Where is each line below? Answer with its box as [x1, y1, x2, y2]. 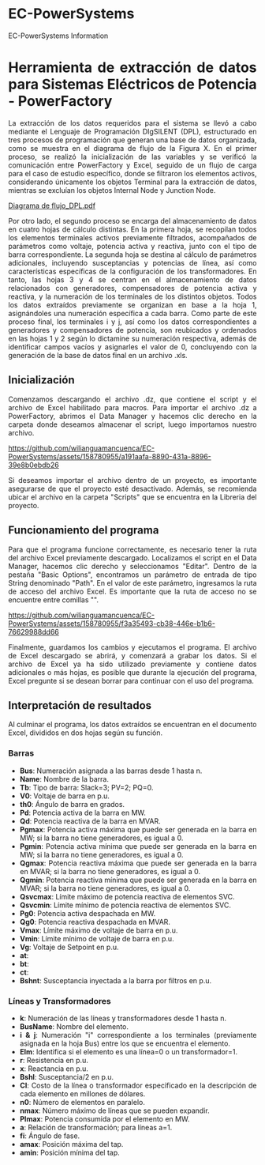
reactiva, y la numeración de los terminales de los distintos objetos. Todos [8, 292, 257, 301]
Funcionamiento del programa [8, 523, 159, 537]
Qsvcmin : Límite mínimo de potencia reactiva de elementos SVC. [19, 900, 231, 910]
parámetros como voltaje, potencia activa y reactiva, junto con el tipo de [8, 241, 257, 251]
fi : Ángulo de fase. [19, 1131, 80, 1140]
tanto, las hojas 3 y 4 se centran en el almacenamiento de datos [8, 274, 257, 285]
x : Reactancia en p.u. [19, 1064, 89, 1073]
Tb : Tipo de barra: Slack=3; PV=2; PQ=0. [19, 782, 154, 792]
